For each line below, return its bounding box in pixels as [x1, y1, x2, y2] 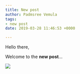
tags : [5, 16, 17, 21]
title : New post [5, 7, 39, 12]
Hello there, [5, 44, 29, 50]
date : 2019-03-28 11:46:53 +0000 [5, 26, 75, 31]
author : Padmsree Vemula [5, 12, 57, 17]
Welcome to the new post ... [5, 53, 63, 60]
